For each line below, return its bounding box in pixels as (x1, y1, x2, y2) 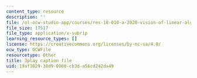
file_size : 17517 (6, 25, 49, 31)
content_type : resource (6, 8, 64, 15)
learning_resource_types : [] (6, 36, 77, 42)
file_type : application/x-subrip (6, 30, 88, 36)
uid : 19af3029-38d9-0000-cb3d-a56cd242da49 (6, 63, 114, 69)
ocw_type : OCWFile (6, 47, 51, 53)
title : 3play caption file (6, 57, 72, 63)
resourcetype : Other (6, 52, 57, 58)
